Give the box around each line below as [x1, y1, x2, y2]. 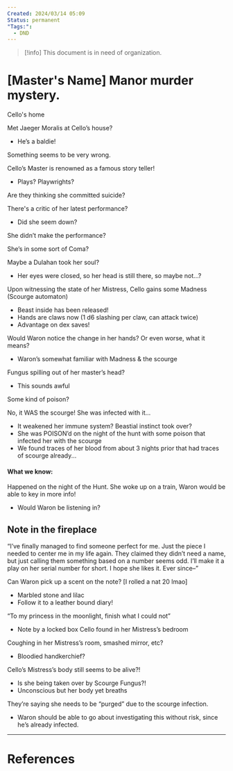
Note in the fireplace [7, 523, 97, 535]
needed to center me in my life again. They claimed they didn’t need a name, [7, 549, 226, 558]
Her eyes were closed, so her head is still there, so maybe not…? [17, 272, 202, 280]
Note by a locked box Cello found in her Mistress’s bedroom [17, 625, 189, 634]
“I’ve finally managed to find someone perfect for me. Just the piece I [7, 542, 206, 551]
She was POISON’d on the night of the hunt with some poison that [17, 429, 206, 438]
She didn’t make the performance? [7, 232, 106, 240]
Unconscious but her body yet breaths [17, 686, 128, 695]
